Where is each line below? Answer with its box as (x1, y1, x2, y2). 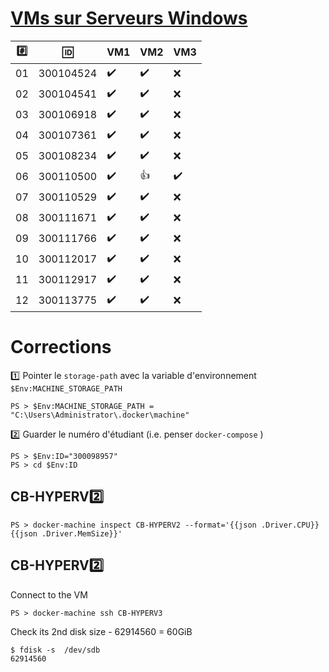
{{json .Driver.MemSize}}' (10, 528, 123, 539)
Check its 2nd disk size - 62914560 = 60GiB (10, 625, 193, 637)
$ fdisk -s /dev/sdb (10, 645, 101, 655)
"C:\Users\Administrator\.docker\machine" (10, 410, 190, 420)
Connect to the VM (10, 588, 88, 601)
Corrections (10, 336, 112, 359)
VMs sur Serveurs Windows (10, 7, 248, 30)
